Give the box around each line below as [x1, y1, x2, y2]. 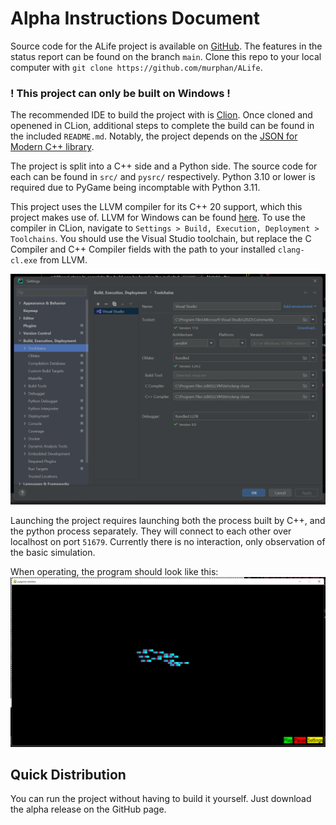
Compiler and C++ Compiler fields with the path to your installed [10, 243, 276, 256]
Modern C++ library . [10, 141, 95, 153]
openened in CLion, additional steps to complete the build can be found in [10, 120, 315, 132]
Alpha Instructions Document [10, 7, 260, 30]
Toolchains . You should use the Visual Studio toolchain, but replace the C [10, 233, 312, 245]
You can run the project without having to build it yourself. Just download [10, 793, 312, 805]
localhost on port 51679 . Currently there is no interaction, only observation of [10, 536, 326, 548]
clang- [277, 245, 305, 256]
